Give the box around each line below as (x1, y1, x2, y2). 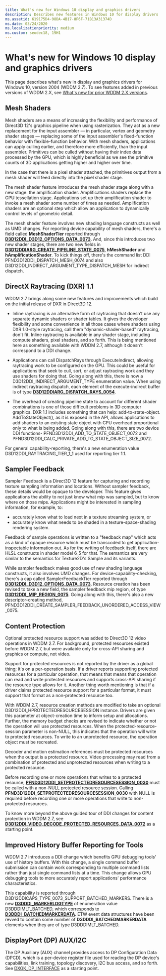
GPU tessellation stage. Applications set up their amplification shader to (5, 195, 152, 201)
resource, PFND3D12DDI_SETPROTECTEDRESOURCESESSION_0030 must (5, 780, 160, 786)
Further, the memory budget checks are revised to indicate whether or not (5, 718, 157, 724)
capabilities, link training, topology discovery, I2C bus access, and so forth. (5, 960, 159, 966)
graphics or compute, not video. (5, 651, 71, 657)
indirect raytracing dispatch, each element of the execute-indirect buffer (12, 383, 161, 389)
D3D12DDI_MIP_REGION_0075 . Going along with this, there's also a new (5, 592, 154, 598)
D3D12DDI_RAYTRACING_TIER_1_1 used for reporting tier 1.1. (5, 450, 127, 456)
